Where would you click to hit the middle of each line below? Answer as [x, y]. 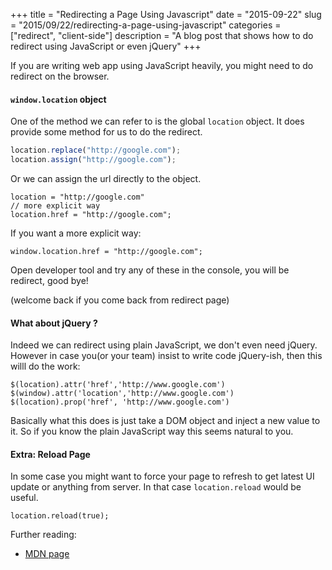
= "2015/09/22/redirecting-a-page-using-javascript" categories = [146, 25]
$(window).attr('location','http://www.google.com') [122, 394]
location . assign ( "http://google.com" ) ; [93, 160]
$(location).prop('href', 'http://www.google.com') [120, 402]
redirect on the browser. [60, 76]
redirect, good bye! [49, 280]
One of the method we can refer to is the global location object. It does [157, 121]
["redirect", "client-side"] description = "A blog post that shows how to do [162, 35]
